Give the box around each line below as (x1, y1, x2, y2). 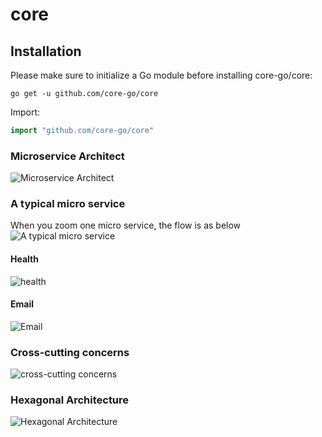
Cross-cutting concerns (10, 345, 130, 359)
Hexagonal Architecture (10, 393, 130, 407)
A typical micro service (10, 197, 126, 211)
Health (10, 253, 39, 265)
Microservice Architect (10, 149, 125, 163)
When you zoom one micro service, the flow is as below (10, 219, 242, 232)
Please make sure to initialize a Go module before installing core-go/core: (10, 69, 313, 81)
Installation (10, 43, 82, 60)
